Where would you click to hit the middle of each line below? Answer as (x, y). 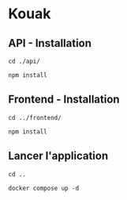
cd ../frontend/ (35, 117)
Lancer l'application (58, 156)
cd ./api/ (24, 61)
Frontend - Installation (64, 100)
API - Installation (50, 43)
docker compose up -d (44, 188)
